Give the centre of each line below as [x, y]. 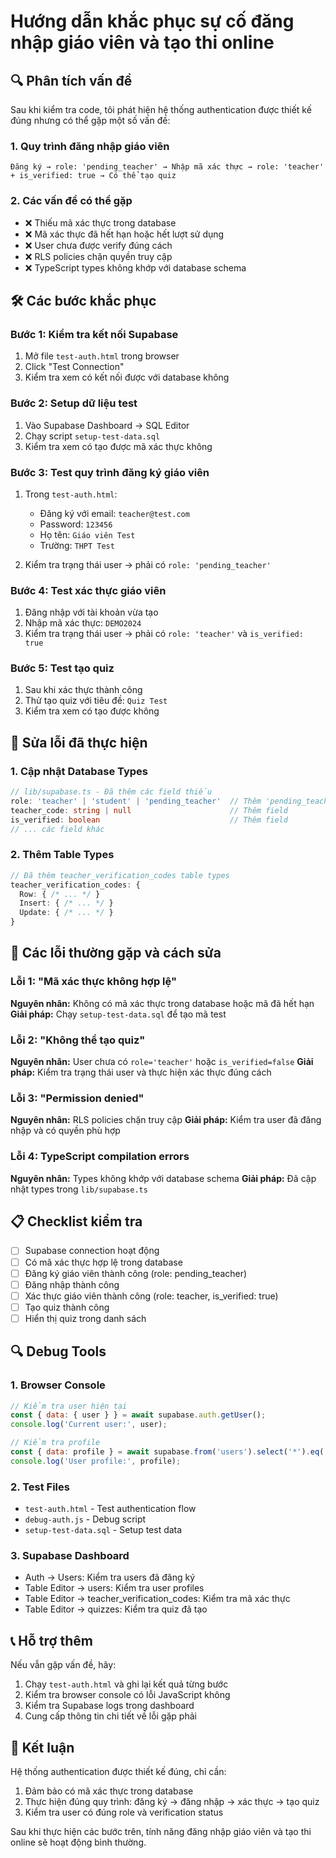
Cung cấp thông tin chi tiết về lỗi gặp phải [110, 1716]
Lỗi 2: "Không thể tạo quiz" [78, 1040]
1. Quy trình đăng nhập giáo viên [90, 146]
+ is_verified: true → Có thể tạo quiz [93, 176]
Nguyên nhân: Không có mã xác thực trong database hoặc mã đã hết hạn [162, 1003]
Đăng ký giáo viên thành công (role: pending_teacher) [136, 1273]
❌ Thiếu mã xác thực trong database [100, 222]
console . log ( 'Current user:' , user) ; [89, 1425]
